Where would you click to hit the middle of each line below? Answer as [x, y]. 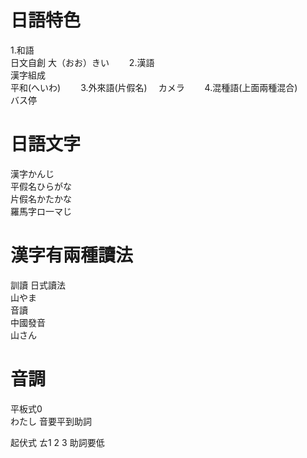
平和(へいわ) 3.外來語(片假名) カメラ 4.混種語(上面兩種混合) [154, 87]
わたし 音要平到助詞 [51, 421]
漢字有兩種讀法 [72, 255]
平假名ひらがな [41, 186]
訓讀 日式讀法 [38, 285]
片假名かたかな [41, 198]
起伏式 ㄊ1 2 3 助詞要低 [57, 442]
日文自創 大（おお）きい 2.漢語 [82, 62]
